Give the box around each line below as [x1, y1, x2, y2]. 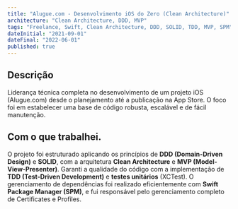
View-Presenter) [7, 165, 58, 173]
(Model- [193, 157, 217, 166]
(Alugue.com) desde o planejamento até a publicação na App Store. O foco [7, 95, 227, 104]
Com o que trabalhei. [7, 131, 101, 143]
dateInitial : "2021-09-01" [7, 30, 87, 37]
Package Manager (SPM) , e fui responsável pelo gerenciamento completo [7, 187, 225, 196]
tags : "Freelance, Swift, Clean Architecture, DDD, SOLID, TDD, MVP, [7, 23, 217, 30]
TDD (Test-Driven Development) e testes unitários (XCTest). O [7, 172, 194, 181]
